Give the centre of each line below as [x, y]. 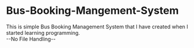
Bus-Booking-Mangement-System [93, 11]
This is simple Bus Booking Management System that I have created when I [97, 27]
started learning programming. [43, 32]
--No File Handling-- [31, 39]
